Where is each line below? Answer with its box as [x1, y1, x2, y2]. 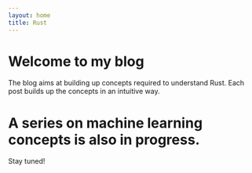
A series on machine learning [8, 114, 203, 132]
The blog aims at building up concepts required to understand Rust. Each [8, 78, 245, 88]
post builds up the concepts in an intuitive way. [8, 87, 160, 96]
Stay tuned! [8, 157, 46, 166]
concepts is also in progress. [8, 131, 200, 149]
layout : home [8, 11, 51, 20]
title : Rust [8, 19, 47, 27]
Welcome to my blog [8, 52, 144, 70]
